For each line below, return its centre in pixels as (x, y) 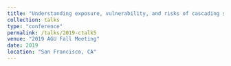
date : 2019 (23, 45)
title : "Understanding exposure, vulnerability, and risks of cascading (113, 13)
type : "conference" (35, 26)
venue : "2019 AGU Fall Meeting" (53, 39)
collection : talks (33, 20)
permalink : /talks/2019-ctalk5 (52, 33)
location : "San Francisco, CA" (52, 52)
